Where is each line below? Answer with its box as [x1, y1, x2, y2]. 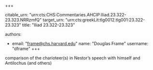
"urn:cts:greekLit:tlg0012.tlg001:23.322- [65, 17, 145, 23]
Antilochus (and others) [5, 60, 52, 66]
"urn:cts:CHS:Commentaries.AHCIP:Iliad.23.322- [29, 12, 126, 17]
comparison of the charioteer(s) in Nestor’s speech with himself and [5, 55, 141, 60]
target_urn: [42, 17, 65, 23]
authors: [5, 32, 22, 37]
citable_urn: [5, 12, 28, 17]
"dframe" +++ [12, 46, 40, 51]
